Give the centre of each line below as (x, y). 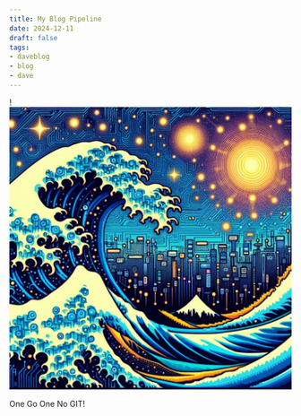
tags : (19, 48)
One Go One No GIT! (47, 403)
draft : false (34, 38)
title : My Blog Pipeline (56, 19)
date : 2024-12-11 (42, 28)
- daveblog (30, 57)
